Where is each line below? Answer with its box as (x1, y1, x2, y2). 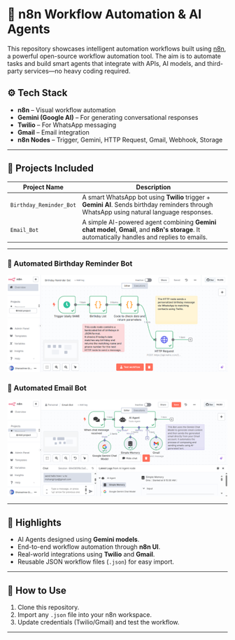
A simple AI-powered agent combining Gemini (82, 217, 217, 226)
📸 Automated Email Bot (7, 383, 87, 393)
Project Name (23, 183, 64, 191)
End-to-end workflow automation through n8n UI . (17, 543, 161, 551)
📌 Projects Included (7, 163, 94, 175)
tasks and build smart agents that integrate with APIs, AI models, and (7, 59, 206, 67)
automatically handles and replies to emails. (82, 233, 208, 241)
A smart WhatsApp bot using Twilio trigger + (82, 193, 211, 202)
